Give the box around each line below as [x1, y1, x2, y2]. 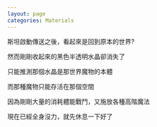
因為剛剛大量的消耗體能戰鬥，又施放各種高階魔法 [7, 97, 150, 106]
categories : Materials [7, 17, 74, 24]
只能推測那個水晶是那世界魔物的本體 [7, 67, 113, 75]
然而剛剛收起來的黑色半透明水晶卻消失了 [7, 52, 125, 61]
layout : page [7, 10, 46, 18]
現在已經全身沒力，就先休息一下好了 [7, 112, 113, 121]
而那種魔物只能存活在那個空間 [7, 82, 94, 90]
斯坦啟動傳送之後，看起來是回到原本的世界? [7, 37, 135, 46]
